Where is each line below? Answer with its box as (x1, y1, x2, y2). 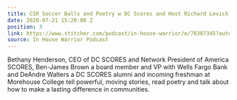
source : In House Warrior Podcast (7, 36, 109, 43)
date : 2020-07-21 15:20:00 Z (7, 17, 93, 24)
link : (7, 29, 23, 37)
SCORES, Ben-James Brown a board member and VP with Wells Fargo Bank (7, 63, 228, 71)
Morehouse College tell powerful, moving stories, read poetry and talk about (7, 78, 229, 86)
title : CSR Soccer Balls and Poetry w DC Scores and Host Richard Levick (7, 10, 229, 17)
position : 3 (7, 23, 42, 30)
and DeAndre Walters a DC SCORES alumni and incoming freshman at (7, 71, 210, 79)
